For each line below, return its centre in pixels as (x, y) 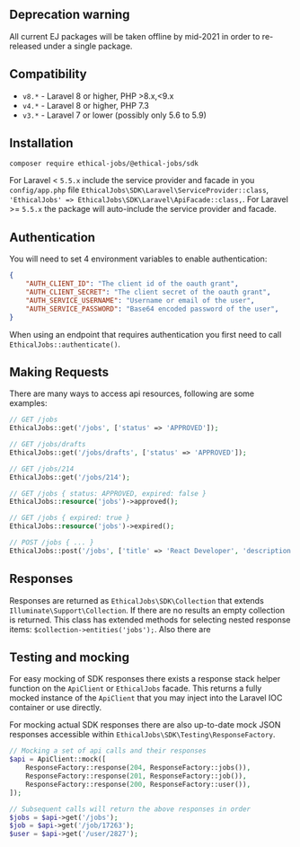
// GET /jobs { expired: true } (70, 518)
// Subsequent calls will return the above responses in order (130, 809)
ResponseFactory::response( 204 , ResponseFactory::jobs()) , (138, 768)
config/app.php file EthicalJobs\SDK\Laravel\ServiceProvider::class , (139, 190)
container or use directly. (56, 708)
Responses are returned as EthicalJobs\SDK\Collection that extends (137, 600)
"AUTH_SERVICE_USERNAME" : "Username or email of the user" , (140, 300)
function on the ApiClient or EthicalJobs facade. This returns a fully (136, 688)
